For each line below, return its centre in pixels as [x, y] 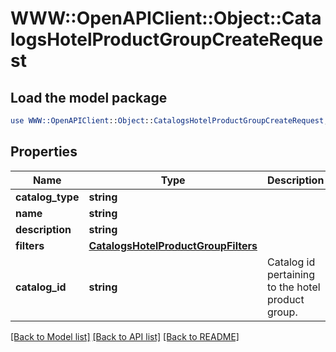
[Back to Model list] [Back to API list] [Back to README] [125, 336]
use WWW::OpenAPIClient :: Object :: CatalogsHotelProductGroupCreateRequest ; [169, 121]
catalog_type [47, 197]
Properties [44, 152]
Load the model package [89, 97]
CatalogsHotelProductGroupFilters [173, 245]
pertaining [291, 274]
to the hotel [293, 287]
